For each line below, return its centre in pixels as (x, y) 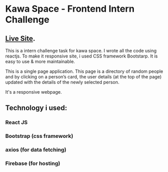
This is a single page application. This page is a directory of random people (84, 71)
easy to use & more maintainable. (40, 61)
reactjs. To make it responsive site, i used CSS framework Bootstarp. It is (81, 56)
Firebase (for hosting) (33, 163)
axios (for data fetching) (36, 150)
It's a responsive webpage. (34, 92)
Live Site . (20, 38)
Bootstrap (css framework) (39, 136)
